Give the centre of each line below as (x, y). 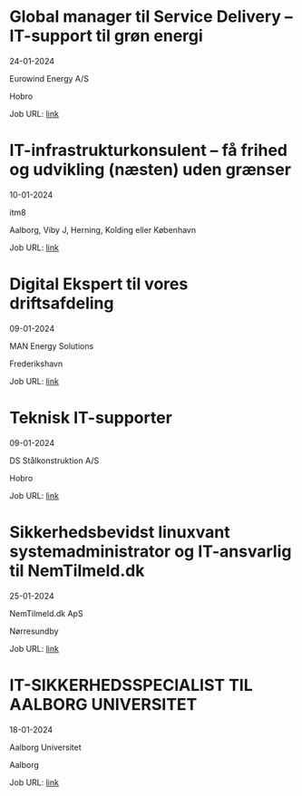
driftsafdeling (62, 303)
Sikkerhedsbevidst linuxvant (120, 532)
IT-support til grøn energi (107, 36)
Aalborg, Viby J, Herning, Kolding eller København (103, 229)
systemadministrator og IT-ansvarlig (151, 551)
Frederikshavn (36, 364)
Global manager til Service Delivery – (151, 17)
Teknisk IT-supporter (91, 418)
